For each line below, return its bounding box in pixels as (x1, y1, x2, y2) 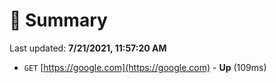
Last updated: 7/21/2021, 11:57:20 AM (9, 42, 167, 54)
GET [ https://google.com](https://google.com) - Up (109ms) (23, 61, 267, 73)
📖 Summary (9, 9, 108, 32)
